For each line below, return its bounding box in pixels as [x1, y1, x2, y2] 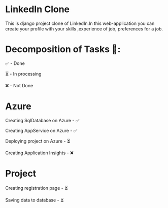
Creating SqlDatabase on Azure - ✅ [5, 117, 80, 123]
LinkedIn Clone [5, 4, 70, 15]
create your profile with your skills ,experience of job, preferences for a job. [5, 25, 163, 31]
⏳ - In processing [5, 71, 42, 77]
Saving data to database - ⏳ [5, 197, 64, 203]
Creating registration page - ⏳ [5, 185, 68, 191]
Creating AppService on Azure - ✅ [5, 127, 78, 133]
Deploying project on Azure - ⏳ [5, 138, 71, 144]
